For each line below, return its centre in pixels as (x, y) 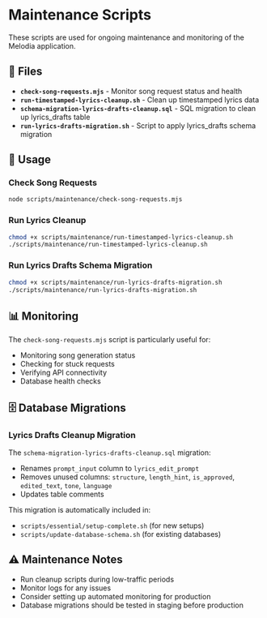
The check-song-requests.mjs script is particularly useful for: (110, 340)
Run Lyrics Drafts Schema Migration (81, 265)
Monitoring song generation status (78, 355)
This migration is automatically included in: (80, 509)
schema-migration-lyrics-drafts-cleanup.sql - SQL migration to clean (138, 108)
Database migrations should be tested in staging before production (132, 605)
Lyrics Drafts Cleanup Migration (72, 435)
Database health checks (60, 381)
